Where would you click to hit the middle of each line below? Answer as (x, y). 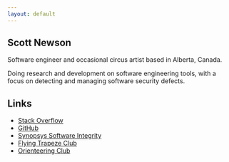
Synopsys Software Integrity (60, 136)
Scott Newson (39, 43)
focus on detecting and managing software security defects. (96, 81)
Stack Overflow (41, 121)
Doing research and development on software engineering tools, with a (112, 74)
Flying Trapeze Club (47, 144)
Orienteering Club (44, 151)
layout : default (31, 14)
